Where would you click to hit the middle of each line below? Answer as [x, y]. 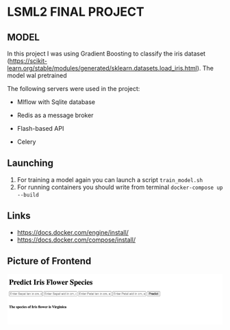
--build [28, 195]
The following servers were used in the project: [74, 89]
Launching [30, 163]
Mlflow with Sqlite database [56, 102]
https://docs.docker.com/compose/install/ [76, 240]
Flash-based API [40, 128]
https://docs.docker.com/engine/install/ [73, 232]
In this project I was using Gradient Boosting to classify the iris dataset [106, 53]
